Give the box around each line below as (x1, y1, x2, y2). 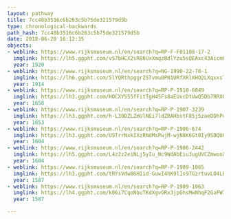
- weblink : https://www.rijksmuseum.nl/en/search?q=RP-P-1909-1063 (7, 183, 205, 190)
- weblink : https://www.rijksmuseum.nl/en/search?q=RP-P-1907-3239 (7, 106, 205, 113)
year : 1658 (13, 100, 45, 107)
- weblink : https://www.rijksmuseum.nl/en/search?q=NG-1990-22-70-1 (7, 67, 208, 74)
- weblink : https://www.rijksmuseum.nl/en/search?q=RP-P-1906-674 (7, 125, 201, 132)
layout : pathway (7, 10, 54, 17)
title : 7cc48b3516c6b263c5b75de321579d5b (7, 17, 128, 23)
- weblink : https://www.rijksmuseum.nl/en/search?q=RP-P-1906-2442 (7, 145, 205, 152)
